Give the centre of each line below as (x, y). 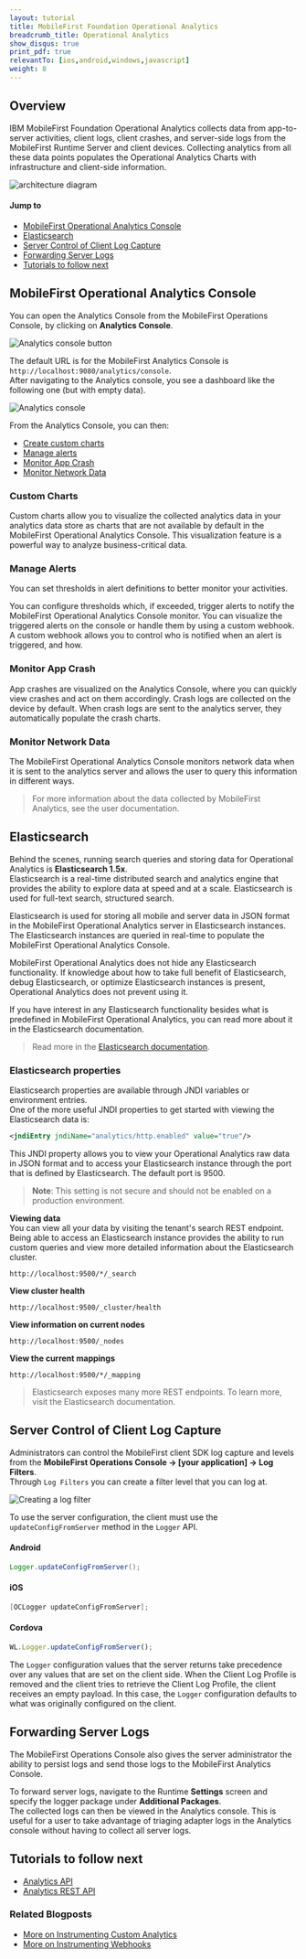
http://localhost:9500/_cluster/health (85, 1307)
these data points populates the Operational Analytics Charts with (133, 157)
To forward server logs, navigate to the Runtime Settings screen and (138, 1791)
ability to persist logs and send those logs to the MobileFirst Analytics (140, 1764)
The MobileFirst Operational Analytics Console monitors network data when (152, 761)
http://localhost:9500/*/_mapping (75, 1375)
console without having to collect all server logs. (100, 1830)
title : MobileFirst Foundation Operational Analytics (114, 27)
